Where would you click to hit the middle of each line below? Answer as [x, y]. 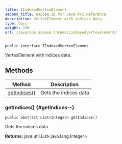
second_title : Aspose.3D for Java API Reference [56, 14]
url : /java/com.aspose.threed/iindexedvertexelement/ [61, 32]
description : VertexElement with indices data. [55, 19]
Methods [19, 71]
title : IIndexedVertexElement [36, 10]
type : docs [16, 23]
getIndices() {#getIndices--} [40, 107]
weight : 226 [17, 28]
